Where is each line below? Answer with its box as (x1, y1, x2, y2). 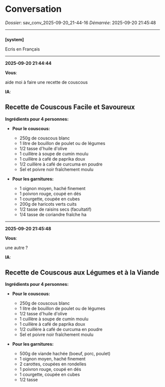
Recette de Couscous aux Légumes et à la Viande (5, 269, 160, 277)
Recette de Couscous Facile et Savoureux (5, 103, 135, 111)
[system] (5, 36, 24, 42)
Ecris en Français (5, 46, 40, 52)
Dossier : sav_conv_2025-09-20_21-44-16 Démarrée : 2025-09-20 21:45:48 (5, 20, 156, 26)
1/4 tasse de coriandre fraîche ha (19, 211, 87, 217)
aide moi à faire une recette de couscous (5, 79, 88, 85)
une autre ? (5, 245, 28, 250)
